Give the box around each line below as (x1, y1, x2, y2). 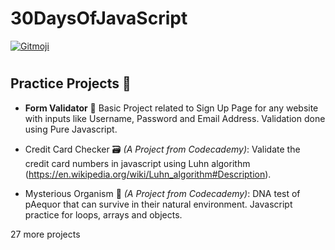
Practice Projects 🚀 (10, 75, 132, 92)
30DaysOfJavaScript (10, 7, 188, 30)
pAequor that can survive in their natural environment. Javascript (24, 198, 293, 210)
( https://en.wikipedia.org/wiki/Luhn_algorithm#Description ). (24, 168, 272, 180)
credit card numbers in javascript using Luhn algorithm (24, 157, 251, 169)
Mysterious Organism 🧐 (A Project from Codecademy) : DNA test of (24, 187, 301, 199)
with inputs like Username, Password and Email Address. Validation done (24, 112, 326, 124)
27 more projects (10, 228, 81, 240)
